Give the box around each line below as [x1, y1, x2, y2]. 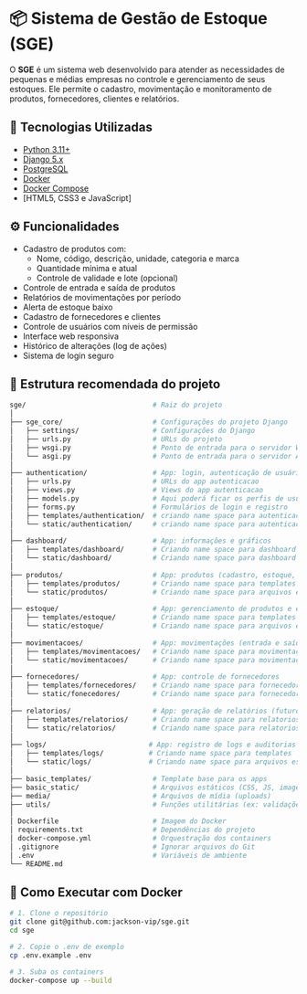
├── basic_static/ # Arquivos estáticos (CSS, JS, [9, 783, 276, 792]
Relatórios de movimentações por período [22, 291, 181, 302]
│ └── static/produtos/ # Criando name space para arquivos [9, 587, 292, 597]
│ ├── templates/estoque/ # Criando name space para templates [9, 613, 297, 622]
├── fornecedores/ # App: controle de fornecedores [9, 672, 281, 682]
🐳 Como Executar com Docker [9, 884, 183, 900]
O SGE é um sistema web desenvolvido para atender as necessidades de [9, 64, 285, 75]
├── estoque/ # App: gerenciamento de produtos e [9, 605, 292, 614]
